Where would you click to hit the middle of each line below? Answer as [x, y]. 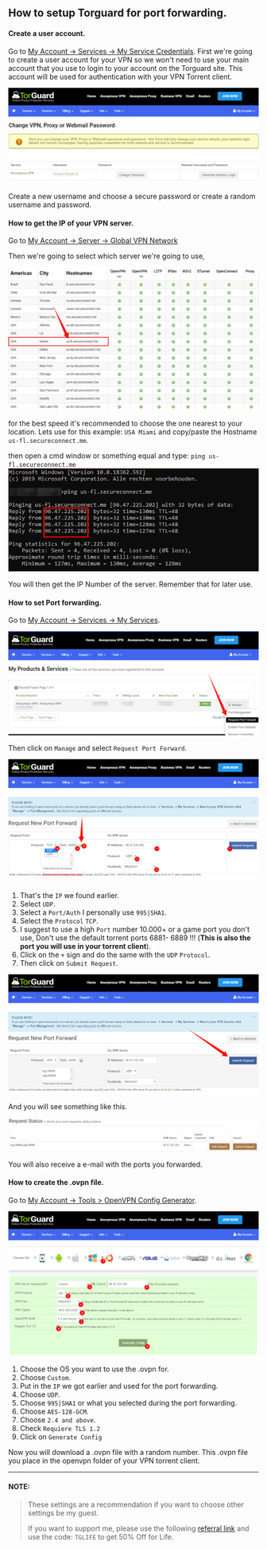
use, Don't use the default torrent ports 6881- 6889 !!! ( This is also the [135, 937]
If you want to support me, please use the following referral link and [138, 1528]
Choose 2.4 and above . [58, 1420]
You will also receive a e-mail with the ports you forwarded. [105, 1164]
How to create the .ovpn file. [56, 1182]
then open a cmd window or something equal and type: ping [107, 455]
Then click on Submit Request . [69, 963]
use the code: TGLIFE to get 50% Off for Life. [101, 1536]
